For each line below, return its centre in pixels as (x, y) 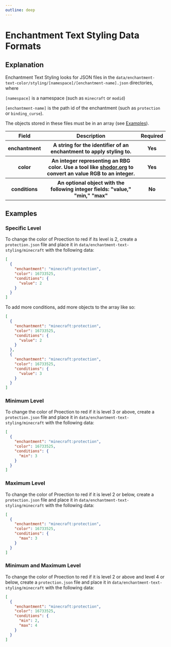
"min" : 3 (28, 456)
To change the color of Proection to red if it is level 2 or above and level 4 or (85, 577)
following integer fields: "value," (91, 189)
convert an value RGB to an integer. (91, 173)
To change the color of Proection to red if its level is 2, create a (71, 239)
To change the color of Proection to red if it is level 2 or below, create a (80, 494)
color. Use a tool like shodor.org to (91, 167)
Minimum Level (25, 401)
